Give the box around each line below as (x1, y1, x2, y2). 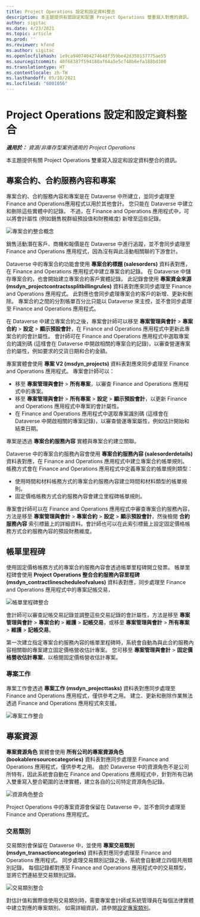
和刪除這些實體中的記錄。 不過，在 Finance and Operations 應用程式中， (6, 207, 185, 214)
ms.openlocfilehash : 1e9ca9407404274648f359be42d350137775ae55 (6, 53, 167, 59)
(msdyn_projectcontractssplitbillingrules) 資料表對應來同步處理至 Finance (6, 282, 192, 289)
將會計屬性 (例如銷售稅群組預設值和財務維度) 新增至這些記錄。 (11, 215, 165, 222)
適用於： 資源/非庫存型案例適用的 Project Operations (6, 144, 136, 151)
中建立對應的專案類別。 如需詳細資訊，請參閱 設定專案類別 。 (6, 904, 154, 911)
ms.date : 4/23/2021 (6, 25, 55, 32)
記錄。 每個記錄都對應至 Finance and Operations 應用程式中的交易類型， (11, 864, 189, 871)
